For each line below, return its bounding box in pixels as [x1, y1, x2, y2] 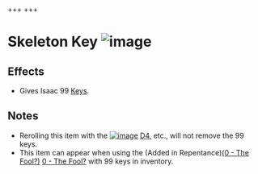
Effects [7, 64, 45, 78]
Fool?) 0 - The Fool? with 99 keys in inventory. [19, 156, 174, 166]
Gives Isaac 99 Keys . [19, 86, 90, 95]
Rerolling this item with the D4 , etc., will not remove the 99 [19, 130, 244, 140]
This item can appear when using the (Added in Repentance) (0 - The [19, 147, 250, 157]
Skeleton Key [7, 33, 99, 51]
